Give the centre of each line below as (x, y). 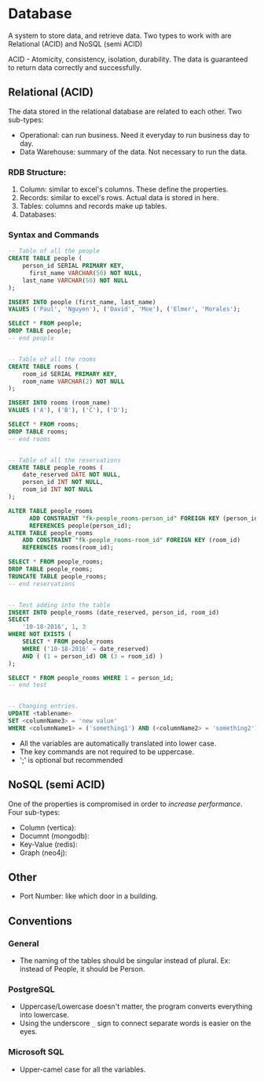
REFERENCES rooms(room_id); (68, 548)
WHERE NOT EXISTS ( (40, 634)
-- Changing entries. (44, 706)
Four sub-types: (34, 812)
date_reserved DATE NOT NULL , (72, 475)
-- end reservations (42, 584)
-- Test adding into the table (59, 605)
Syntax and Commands (54, 235)
